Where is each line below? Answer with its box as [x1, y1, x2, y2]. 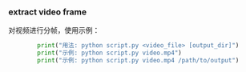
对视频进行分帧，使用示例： [8, 26, 100, 35]
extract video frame [8, 6, 87, 18]
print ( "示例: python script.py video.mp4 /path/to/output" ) [37, 57, 240, 65]
